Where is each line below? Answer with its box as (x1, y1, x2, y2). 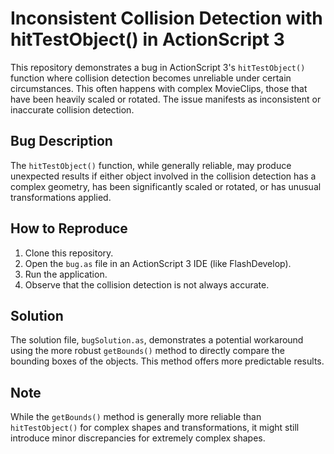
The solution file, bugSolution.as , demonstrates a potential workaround (10, 334, 304, 346)
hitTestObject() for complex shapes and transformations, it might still (10, 422, 300, 434)
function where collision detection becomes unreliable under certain (10, 72, 292, 84)
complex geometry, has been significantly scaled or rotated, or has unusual (10, 180, 322, 192)
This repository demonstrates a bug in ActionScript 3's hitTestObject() (10, 61, 306, 73)
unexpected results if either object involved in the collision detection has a (10, 170, 317, 182)
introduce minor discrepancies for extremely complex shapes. (10, 432, 266, 444)
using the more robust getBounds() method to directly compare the (10, 345, 285, 357)
